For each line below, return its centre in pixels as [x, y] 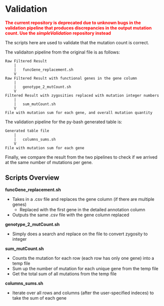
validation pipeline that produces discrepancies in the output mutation [79, 28]
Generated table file [27, 131]
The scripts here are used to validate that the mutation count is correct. [77, 42]
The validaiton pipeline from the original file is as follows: [63, 52]
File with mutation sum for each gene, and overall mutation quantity [79, 112]
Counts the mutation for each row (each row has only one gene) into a [83, 258]
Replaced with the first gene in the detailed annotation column [82, 209]
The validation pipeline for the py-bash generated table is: [64, 122]
